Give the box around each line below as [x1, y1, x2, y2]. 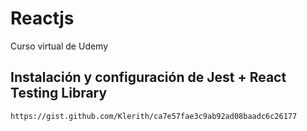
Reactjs [10, 7, 75, 30]
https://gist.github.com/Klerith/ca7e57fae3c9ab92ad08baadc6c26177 [10, 111, 298, 121]
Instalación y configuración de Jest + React [10, 69, 287, 86]
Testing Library [10, 85, 108, 102]
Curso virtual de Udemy [10, 40, 109, 52]
